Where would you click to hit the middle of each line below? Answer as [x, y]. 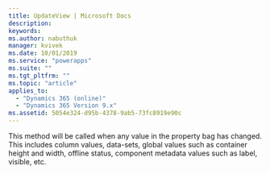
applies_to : [28, 91]
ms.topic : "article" [43, 83]
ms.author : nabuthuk [43, 38]
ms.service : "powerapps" [50, 61]
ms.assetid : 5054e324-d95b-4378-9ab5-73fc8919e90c [95, 114]
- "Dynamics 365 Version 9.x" [66, 106]
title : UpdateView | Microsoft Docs [70, 16]
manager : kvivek [35, 46]
